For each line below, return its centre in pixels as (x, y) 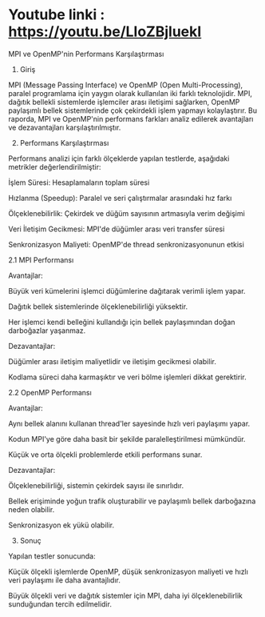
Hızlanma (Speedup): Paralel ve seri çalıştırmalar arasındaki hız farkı (120, 198)
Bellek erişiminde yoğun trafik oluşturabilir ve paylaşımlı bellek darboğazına (132, 501)
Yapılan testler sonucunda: (52, 556)
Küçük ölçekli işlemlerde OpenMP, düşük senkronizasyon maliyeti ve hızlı (129, 571)
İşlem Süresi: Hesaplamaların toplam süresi (79, 182)
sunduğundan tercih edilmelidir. (60, 604)
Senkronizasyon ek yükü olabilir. (61, 525)
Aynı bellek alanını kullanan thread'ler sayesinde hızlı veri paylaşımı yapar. (129, 423)
